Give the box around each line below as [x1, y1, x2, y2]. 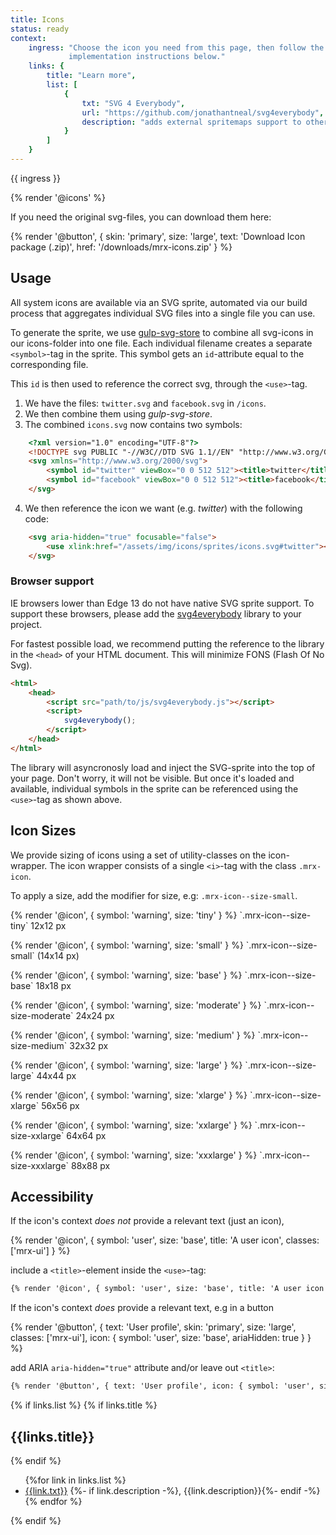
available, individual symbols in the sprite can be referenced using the [10, 782, 299, 795]
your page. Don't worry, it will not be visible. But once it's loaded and [10, 772, 295, 784]
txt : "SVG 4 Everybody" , [81, 98, 186, 108]
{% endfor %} [24, 1496, 83, 1508]
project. [10, 618, 43, 630]
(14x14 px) [36, 949, 80, 961]
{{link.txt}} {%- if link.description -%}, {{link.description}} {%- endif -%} [24, 1485, 321, 1497]
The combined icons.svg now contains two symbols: [24, 418, 243, 430]
